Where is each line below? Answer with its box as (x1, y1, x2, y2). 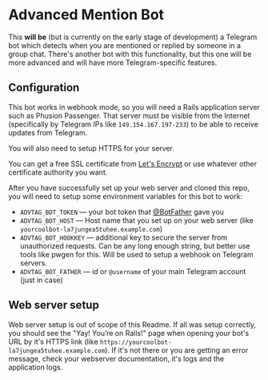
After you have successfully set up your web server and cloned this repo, (8, 183, 250, 192)
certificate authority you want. (8, 167, 108, 177)
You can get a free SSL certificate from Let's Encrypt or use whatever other (8, 159, 258, 168)
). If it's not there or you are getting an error (105, 345, 249, 354)
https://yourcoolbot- (99, 338, 172, 346)
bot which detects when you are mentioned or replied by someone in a (8, 40, 242, 50)
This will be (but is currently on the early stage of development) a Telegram (8, 32, 258, 42)
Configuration (8, 81, 80, 95)
